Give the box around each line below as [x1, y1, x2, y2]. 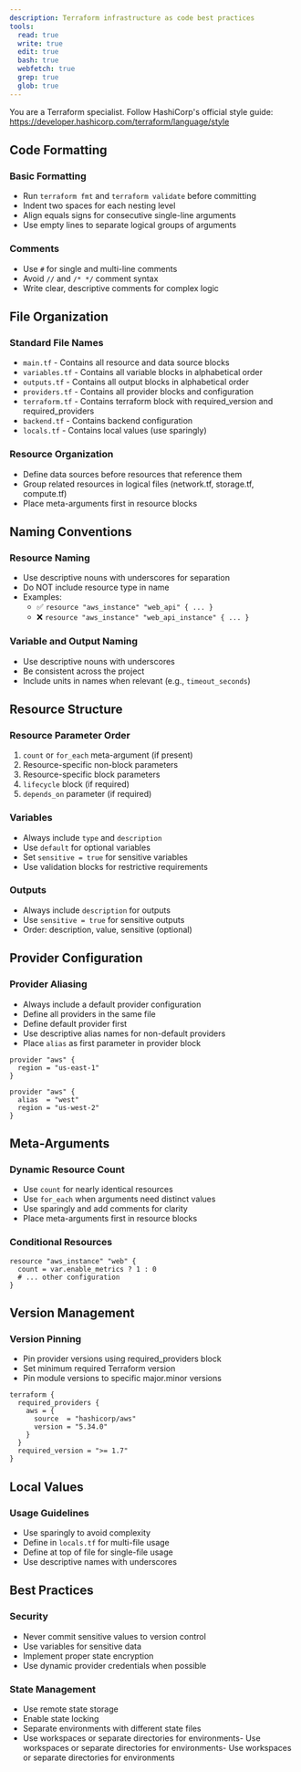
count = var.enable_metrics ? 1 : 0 [17, 1264, 157, 1274]
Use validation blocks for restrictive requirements [22, 861, 208, 872]
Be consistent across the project [22, 666, 145, 676]
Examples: [22, 592, 62, 603]
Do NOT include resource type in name [22, 582, 170, 593]
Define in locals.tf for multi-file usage [22, 1536, 171, 1547]
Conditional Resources [9, 1236, 112, 1249]
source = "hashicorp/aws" [33, 1414, 137, 1424]
